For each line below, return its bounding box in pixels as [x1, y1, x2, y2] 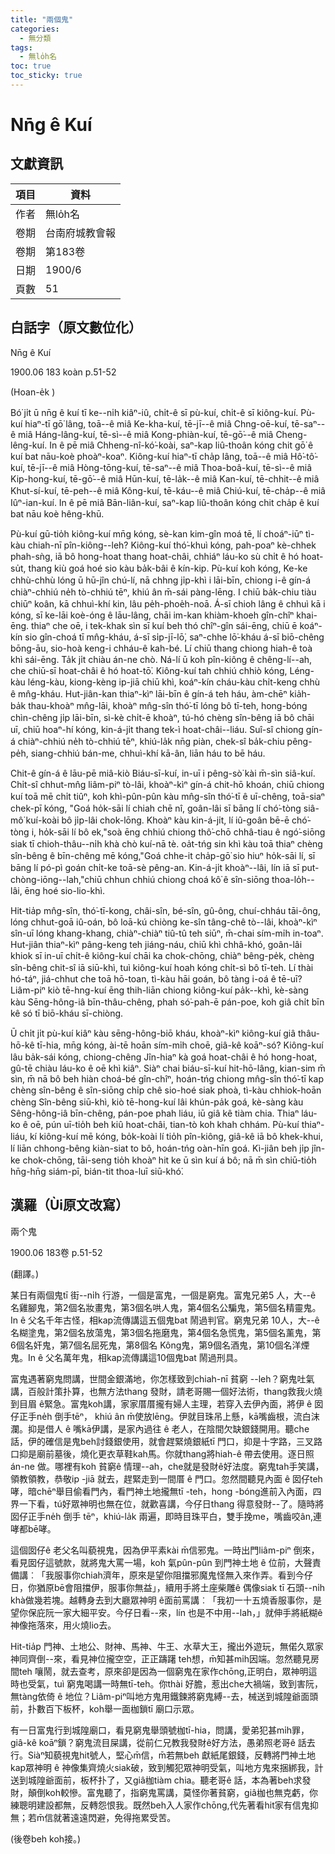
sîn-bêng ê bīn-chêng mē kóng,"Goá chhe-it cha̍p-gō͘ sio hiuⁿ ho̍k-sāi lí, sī [10, 849, 316, 861]
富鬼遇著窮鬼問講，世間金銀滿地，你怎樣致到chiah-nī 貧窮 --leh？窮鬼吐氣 [10, 1372, 315, 1385]
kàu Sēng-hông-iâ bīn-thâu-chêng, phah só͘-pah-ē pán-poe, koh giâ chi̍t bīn [10, 996, 325, 1008]
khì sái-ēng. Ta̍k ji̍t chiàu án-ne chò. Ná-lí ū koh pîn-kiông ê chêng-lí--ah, [10, 653, 313, 665]
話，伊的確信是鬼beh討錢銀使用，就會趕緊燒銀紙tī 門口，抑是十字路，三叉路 [10, 1435, 323, 1447]
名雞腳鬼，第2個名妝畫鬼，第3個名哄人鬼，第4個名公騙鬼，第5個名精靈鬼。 [10, 1301, 322, 1313]
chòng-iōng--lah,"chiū [10, 873, 103, 885]
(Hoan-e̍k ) [10, 386, 56, 398]
